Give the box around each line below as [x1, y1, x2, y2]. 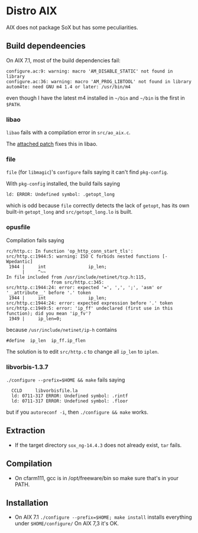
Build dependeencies [6, 41, 86, 51]
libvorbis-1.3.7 [6, 363, 48, 371]
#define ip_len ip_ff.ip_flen [6, 337, 86, 344]
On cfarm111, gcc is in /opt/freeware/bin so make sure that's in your [14, 474, 179, 481]
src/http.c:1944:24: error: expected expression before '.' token [6, 300, 173, 306]
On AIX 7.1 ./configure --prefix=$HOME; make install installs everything [14, 513, 192, 521]
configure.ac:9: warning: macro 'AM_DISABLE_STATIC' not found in [6, 68, 173, 74]
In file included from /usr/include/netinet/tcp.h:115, [6, 274, 147, 280]
